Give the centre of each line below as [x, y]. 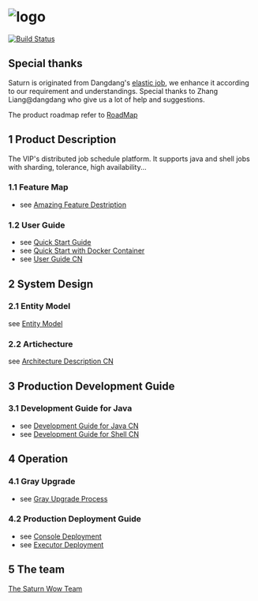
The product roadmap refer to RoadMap [73, 115]
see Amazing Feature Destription [73, 205]
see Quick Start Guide [55, 242]
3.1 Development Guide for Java [70, 408]
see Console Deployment [61, 536]
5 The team [37, 570]
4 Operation [38, 459]
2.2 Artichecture [41, 344]
